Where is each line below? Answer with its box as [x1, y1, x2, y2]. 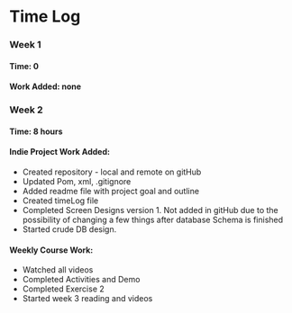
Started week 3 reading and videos [22, 293, 153, 304]
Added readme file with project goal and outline [22, 186, 200, 197]
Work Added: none [9, 81, 82, 92]
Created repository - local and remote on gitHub [22, 166, 202, 177]
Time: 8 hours [9, 126, 63, 137]
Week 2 [9, 103, 43, 116]
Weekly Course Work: [9, 245, 94, 255]
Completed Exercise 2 [22, 283, 105, 294]
